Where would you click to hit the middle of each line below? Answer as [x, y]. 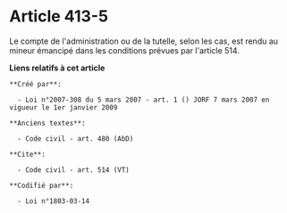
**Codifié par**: [42, 185]
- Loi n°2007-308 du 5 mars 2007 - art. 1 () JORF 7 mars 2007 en [143, 100]
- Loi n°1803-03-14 [54, 201]
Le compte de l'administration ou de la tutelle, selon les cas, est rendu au [144, 41]
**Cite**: [28, 154]
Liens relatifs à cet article [57, 68]
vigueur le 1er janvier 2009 [63, 107]
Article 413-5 [59, 16]
